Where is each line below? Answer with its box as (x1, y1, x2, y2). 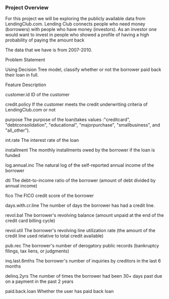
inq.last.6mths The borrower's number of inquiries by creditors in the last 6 (5, 258, 161, 264)
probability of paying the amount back (5, 37, 85, 43)
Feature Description (5, 82, 46, 88)
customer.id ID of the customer (5, 92, 70, 98)
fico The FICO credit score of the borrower (5, 193, 94, 199)
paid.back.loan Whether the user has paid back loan (5, 288, 114, 294)
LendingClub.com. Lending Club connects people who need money (5, 21, 145, 27)
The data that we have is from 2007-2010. (5, 47, 92, 53)
